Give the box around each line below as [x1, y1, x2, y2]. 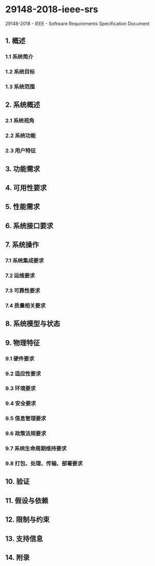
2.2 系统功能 [5, 132, 36, 139]
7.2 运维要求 [5, 272, 35, 279]
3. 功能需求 [5, 165, 40, 173]
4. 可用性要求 [5, 184, 47, 192]
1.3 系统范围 [5, 83, 35, 90]
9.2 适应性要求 [5, 370, 41, 377]
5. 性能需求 [5, 202, 40, 211]
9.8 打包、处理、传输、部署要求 [5, 460, 83, 467]
